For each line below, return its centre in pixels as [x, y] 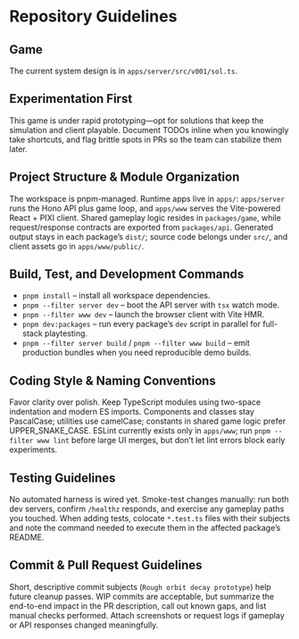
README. [27, 537]
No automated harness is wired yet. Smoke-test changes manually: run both [149, 500]
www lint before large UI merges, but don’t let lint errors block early [161, 441]
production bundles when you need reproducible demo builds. [137, 353]
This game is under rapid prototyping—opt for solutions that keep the [137, 120]
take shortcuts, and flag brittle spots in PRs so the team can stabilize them [145, 139]
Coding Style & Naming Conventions [112, 380]
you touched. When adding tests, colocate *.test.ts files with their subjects [150, 518]
